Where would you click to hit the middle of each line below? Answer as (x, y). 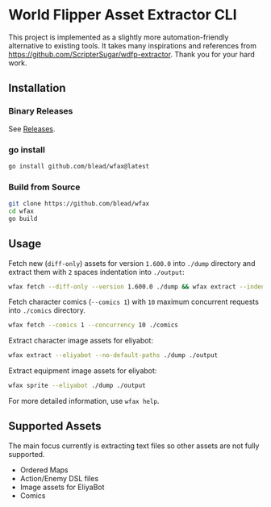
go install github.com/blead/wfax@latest (79, 166)
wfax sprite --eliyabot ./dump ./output (77, 386)
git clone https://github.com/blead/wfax (79, 204)
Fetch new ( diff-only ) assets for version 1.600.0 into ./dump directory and (132, 263)
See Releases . (32, 129)
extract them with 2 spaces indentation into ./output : (96, 272)
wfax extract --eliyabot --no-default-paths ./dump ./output (113, 355)
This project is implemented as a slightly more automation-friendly (119, 37)
